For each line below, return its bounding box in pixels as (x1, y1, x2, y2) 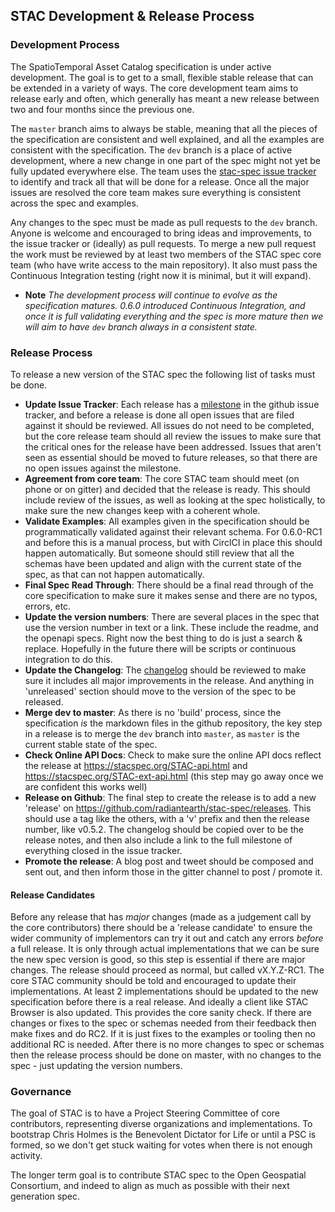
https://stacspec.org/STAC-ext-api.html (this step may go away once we (24, 770, 324, 782)
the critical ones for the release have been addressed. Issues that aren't (24, 440, 322, 453)
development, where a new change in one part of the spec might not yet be (10, 154, 322, 166)
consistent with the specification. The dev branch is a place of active (10, 144, 293, 156)
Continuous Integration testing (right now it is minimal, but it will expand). (10, 269, 312, 281)
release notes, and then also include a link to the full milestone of (24, 834, 293, 846)
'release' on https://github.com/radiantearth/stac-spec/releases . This (24, 802, 312, 814)
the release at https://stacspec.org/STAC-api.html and (24, 759, 248, 771)
